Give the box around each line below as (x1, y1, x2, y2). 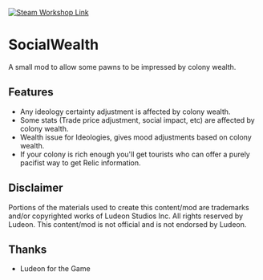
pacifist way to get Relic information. (19, 157, 141, 168)
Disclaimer (8, 181, 63, 195)
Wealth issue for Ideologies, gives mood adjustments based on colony (19, 132, 253, 142)
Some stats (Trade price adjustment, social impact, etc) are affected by (19, 115, 255, 124)
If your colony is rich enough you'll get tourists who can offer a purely (19, 149, 250, 159)
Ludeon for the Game (19, 264, 91, 274)
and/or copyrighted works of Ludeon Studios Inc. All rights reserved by (8, 211, 243, 221)
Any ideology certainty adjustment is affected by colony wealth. (19, 107, 231, 116)
